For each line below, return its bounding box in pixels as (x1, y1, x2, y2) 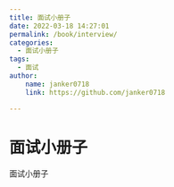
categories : (9, 38, 54, 47)
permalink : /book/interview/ (9, 30, 118, 38)
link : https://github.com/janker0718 (25, 88, 166, 97)
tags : (9, 55, 29, 64)
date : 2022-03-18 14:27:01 (9, 21, 110, 30)
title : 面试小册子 (9, 13, 71, 22)
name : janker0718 (25, 80, 90, 89)
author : (9, 72, 38, 81)
